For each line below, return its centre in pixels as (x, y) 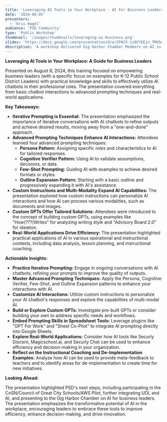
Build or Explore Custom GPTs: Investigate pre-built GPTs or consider (84, 310)
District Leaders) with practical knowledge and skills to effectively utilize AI (82, 81)
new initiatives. (28, 368)
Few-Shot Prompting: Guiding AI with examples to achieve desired (88, 169)
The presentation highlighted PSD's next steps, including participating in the (83, 387)
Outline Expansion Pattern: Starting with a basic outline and (82, 180)
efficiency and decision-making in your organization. (66, 347)
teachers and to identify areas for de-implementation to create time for (85, 363)
